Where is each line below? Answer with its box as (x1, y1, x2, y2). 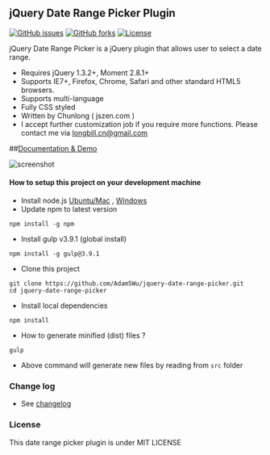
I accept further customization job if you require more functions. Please (20, 119, 259, 128)
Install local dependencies (20, 301, 108, 310)
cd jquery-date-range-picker (9, 287, 107, 295)
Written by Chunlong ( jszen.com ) (20, 111, 135, 120)
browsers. (20, 85, 55, 95)
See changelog (20, 399, 72, 409)
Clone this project (20, 264, 80, 274)
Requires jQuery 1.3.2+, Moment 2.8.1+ (20, 68, 150, 78)
